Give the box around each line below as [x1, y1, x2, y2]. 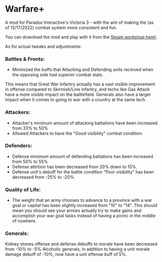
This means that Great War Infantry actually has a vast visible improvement [5, 81, 156, 87]
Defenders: [5, 142, 33, 149]
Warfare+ [5, 3, 45, 15]
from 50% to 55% [12, 158, 48, 164]
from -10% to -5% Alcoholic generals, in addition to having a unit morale [5, 246, 150, 252]
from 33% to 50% [12, 125, 49, 131]
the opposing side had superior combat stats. [12, 72, 104, 78]
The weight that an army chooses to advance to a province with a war [12, 197, 152, 203]
